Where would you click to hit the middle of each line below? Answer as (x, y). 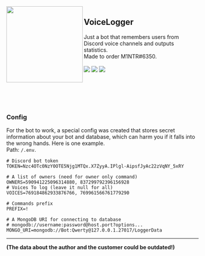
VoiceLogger (109, 22)
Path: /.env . (21, 150)
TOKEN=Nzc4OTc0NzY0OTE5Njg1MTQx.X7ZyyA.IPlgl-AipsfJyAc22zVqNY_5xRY (95, 166)
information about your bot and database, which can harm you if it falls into (101, 137)
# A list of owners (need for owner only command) (72, 177)
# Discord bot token (33, 161)
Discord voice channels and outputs (129, 43)
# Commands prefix (30, 204)
